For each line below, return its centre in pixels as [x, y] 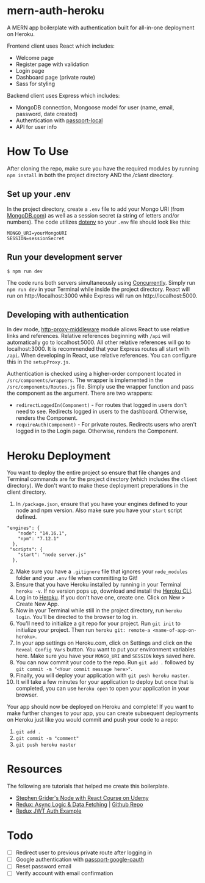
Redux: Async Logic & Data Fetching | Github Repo [79, 805]
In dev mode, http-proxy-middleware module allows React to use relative [98, 329]
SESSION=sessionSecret [36, 238]
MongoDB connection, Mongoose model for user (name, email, [95, 107]
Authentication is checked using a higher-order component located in [94, 374]
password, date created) [47, 114]
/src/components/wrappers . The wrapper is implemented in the [85, 380]
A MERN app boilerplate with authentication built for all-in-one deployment [101, 27]
